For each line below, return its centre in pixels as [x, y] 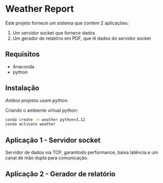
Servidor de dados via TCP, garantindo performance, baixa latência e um [82, 152]
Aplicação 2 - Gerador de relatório [60, 174]
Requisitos [22, 54]
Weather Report [40, 9]
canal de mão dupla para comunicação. [47, 158]
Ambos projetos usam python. [37, 100]
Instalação [22, 88]
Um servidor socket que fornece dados [54, 33]
